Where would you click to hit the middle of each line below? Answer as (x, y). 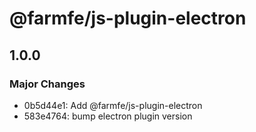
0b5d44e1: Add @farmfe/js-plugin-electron (113, 105)
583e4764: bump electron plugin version (108, 116)
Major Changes (47, 84)
